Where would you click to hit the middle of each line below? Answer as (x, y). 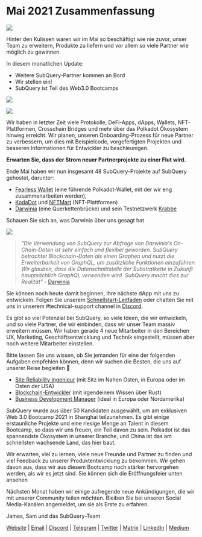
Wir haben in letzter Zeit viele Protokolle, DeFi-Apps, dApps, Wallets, (91, 122)
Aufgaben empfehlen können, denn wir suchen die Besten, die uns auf (94, 361)
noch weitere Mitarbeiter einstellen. (50, 343)
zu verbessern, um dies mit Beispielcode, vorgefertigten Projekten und (94, 141)
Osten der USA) (34, 386)
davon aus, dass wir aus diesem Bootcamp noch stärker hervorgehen (93, 467)
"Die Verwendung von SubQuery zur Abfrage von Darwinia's (96, 243)
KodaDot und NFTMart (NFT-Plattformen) (66, 202)
